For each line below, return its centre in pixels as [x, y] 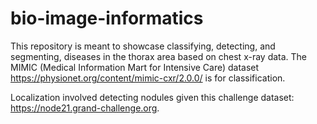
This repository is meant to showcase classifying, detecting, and [143, 46]
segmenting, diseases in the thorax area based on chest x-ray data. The [159, 56]
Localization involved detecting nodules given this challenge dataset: [152, 97]
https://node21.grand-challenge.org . [85, 108]
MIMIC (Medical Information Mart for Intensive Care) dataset [135, 67]
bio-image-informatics [107, 18]
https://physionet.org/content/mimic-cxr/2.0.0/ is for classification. [148, 78]
